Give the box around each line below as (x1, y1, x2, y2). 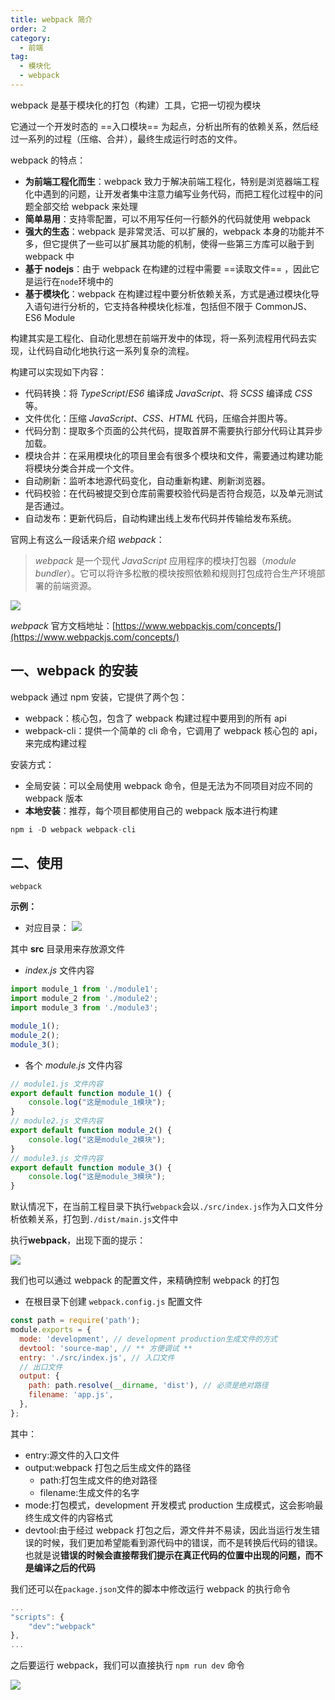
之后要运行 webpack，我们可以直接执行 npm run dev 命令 (10, 1659, 245, 1671)
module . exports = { (10, 1325, 92, 1335)
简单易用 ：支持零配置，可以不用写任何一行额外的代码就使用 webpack (24, 212, 311, 225)
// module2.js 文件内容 (10, 1116, 103, 1126)
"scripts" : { (10, 1612, 65, 1622)
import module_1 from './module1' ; (10, 984, 159, 995)
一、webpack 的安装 (10, 662, 138, 680)
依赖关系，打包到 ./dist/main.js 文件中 (18, 1213, 179, 1225)
